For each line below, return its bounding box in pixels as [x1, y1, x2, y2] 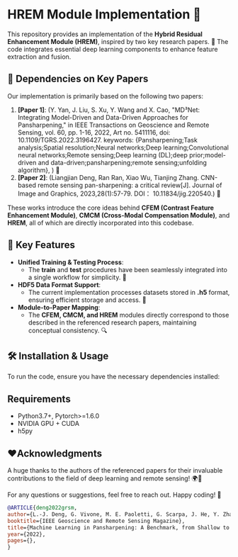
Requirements [7, 393, 71, 405]
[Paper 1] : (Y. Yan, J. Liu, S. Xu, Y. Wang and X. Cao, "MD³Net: [17, 106, 200, 114]
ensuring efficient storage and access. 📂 [28, 296, 147, 304]
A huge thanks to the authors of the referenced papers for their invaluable [7, 466, 223, 474]
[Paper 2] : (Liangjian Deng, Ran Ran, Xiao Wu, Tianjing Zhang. [17, 173, 200, 181]
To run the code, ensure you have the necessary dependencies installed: [7, 372, 220, 381]
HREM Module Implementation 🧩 [7, 6, 202, 23]
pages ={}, [7, 537, 37, 544]
